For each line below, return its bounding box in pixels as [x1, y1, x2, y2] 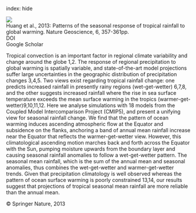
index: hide [6, 5, 33, 12]
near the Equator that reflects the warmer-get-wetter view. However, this [6, 133, 181, 140]
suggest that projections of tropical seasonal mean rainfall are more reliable [6, 183, 188, 190]
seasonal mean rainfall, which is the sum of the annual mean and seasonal [6, 158, 185, 164]
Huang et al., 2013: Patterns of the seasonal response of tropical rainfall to [6, 22, 185, 29]
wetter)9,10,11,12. [6, 102, 46, 109]
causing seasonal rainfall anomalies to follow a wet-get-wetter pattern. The [6, 152, 187, 159]
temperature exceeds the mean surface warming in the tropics [6, 96, 157, 102]
